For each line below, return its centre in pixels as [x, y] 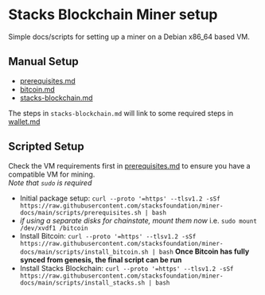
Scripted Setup [47, 147]
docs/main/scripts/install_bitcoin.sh [84, 252]
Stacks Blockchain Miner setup [113, 15]
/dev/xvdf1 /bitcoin [54, 228]
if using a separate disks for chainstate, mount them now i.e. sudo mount [138, 220]
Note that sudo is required [50, 182]
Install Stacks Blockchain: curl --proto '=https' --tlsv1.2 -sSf [127, 268]
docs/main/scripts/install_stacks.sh [82, 283]
